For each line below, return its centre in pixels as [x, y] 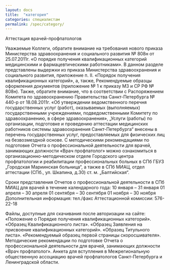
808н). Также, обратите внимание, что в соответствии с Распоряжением [84, 91]
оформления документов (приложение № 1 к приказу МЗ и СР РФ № [80, 86]
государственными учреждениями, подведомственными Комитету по [81, 113]
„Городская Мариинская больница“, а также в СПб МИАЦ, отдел [75, 167]
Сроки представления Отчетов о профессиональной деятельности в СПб [85, 182]
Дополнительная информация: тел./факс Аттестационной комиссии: [79, 198]
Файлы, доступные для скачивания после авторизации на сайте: [75, 214]
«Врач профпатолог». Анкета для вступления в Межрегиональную [78, 251]
